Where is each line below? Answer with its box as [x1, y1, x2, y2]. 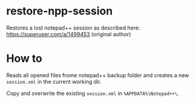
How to [6, 52, 43, 66]
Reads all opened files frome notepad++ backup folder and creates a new [6, 71, 190, 79]
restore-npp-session [6, 4, 113, 18]
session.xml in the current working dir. [6, 78, 102, 85]
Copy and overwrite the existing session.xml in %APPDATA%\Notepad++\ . [6, 89, 179, 97]
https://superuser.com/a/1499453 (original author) [6, 30, 131, 37]
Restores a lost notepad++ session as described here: [6, 24, 140, 31]
